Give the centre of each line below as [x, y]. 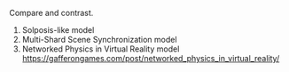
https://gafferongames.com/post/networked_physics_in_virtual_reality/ [151, 58]
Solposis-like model [58, 30]
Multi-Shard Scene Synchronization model [99, 40]
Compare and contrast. [51, 13]
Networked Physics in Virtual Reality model [101, 49]
